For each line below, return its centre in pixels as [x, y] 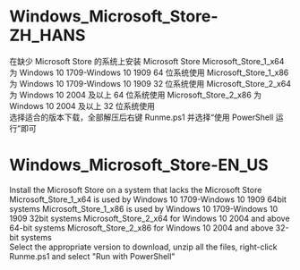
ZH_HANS [47, 35]
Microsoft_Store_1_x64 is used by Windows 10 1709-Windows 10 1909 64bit [148, 199]
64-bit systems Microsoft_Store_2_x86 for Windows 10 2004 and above [141, 228]
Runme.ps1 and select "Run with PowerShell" [92, 256]
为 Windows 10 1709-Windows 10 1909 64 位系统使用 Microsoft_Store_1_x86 [149, 72]
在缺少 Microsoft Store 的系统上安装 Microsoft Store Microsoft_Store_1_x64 [147, 61]
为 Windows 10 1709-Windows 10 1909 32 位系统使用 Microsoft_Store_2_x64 [150, 83]
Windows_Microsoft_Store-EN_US [139, 165]
